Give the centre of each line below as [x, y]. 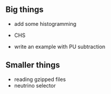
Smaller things [33, 65]
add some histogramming [45, 23]
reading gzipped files [40, 79]
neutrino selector [35, 85]
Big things [25, 10]
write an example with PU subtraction [60, 46]
